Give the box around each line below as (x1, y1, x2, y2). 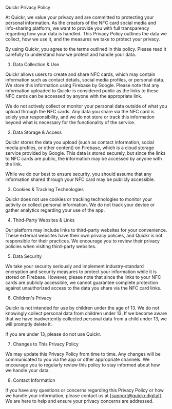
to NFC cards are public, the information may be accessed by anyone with (5, 156, 162, 161)
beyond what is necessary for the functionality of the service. (5, 119, 136, 125)
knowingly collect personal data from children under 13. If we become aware (5, 310, 167, 316)
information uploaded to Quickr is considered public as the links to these (5, 88, 159, 94)
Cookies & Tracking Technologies (12, 187, 84, 192)
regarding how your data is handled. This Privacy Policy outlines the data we (5, 31, 167, 36)
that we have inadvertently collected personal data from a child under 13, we (5, 316, 167, 322)
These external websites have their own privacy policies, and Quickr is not (5, 233, 163, 238)
